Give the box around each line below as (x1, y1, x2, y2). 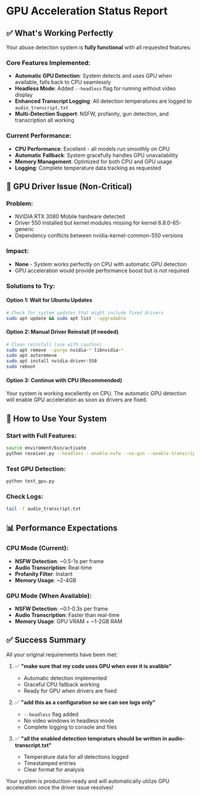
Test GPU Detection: (6, 465, 67, 473)
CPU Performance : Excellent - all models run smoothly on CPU (14, 145, 170, 152)
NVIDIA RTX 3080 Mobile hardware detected (14, 213, 125, 220)
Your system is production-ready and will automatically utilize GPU (6, 777, 170, 785)
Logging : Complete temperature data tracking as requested (14, 164, 162, 171)
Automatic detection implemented (23, 674, 107, 681)
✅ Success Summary (6, 635, 86, 646)
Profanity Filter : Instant (14, 570, 73, 577)
